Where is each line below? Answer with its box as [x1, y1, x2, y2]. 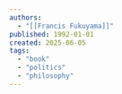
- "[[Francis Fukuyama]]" [17, 21, 115, 30]
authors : [9, 13, 42, 22]
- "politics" [17, 64, 66, 73]
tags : [9, 47, 30, 56]
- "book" [17, 55, 50, 64]
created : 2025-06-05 [9, 38, 87, 47]
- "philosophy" [17, 72, 74, 81]
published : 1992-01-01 [9, 30, 94, 38]
